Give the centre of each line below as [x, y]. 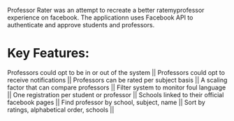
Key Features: [48, 54]
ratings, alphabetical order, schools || [61, 109]
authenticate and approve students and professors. [81, 25]
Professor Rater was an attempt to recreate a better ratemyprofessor [106, 10]
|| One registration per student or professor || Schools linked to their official [116, 94]
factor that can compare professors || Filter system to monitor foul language [117, 87]
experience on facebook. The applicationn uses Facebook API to [100, 17]
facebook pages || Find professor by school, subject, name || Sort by [107, 102]
